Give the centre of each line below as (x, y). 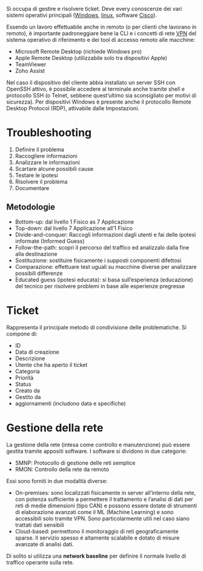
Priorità (24, 377)
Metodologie (31, 207)
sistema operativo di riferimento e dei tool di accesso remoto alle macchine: (101, 40)
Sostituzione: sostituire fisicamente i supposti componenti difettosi (98, 260)
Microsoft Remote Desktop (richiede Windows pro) (78, 51)
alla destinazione (36, 254)
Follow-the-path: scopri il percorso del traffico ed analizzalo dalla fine (102, 247)
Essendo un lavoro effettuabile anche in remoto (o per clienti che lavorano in (101, 27)
